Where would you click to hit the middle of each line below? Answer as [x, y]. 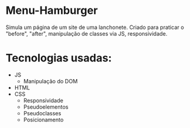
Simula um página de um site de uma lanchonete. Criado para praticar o [95, 27]
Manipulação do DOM [50, 81]
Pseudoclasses [42, 113]
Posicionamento [43, 120]
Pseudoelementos [46, 107]
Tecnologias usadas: [59, 58]
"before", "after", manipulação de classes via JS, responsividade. [87, 33]
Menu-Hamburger [52, 11]
